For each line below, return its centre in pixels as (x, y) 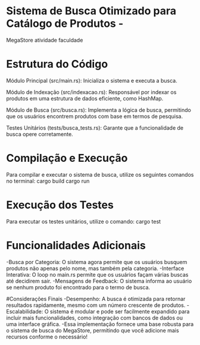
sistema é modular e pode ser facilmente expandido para (120, 311)
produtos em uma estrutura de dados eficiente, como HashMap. (85, 98)
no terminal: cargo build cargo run (48, 181)
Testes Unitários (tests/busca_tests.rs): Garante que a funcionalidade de (95, 128)
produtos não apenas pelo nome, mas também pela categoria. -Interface (95, 268)
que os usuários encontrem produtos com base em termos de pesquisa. (95, 116)
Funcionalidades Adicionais (76, 245)
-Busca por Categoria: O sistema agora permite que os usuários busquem (97, 262)
